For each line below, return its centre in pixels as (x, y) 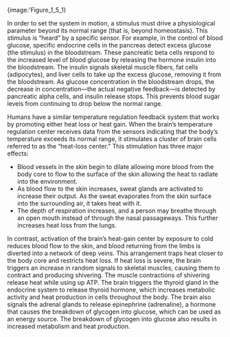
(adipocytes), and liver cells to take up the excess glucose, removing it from (114, 74)
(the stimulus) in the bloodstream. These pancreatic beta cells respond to (111, 52)
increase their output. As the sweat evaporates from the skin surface (114, 196)
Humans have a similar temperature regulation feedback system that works (113, 117)
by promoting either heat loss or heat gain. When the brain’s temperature (110, 124)
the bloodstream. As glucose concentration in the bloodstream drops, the (111, 81)
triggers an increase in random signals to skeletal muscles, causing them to (114, 268)
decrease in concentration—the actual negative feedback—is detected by (112, 89)
